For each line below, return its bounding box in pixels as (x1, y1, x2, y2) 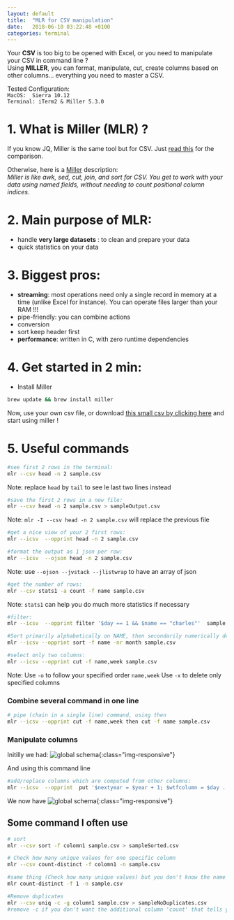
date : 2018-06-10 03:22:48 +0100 (7, 23, 111, 30)
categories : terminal (7, 29, 70, 37)
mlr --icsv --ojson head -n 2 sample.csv (7, 554, 132, 561)
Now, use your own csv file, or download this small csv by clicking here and (7, 408, 224, 417)
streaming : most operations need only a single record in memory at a (17, 291, 217, 299)
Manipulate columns (7, 735, 78, 745)
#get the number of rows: (7, 581, 82, 588)
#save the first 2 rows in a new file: (7, 496, 123, 503)
